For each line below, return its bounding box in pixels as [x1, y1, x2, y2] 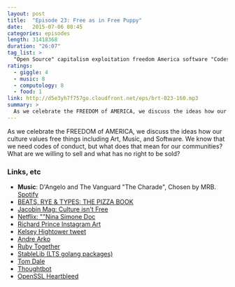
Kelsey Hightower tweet [17, 227, 86, 236]
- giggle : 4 [13, 69, 49, 76]
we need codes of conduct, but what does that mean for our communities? [7, 141, 223, 150]
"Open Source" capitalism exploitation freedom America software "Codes [13, 56, 230, 63]
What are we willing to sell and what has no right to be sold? [7, 149, 180, 157]
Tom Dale [17, 257, 45, 266]
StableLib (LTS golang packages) [17, 250, 113, 258]
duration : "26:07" [7, 43, 61, 50]
